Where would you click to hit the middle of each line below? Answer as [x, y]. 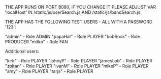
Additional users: [22, 51]
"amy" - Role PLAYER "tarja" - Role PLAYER [49, 71]
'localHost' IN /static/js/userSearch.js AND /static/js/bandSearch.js [73, 12]
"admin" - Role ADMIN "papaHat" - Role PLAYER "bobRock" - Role [73, 37]
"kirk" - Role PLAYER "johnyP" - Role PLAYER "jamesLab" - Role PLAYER [79, 61]
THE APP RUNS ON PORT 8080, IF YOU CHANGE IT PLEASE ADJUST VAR [80, 7]
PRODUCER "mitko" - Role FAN [36, 42]
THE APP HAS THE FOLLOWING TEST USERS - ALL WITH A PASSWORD [79, 22]
